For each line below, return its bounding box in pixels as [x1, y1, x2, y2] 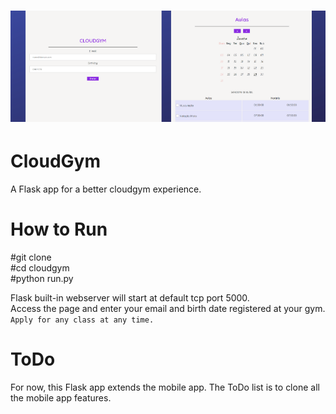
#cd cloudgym [10, 261, 70, 274]
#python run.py [10, 272, 74, 284]
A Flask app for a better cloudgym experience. [10, 183, 202, 195]
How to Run [10, 218, 108, 241]
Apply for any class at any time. [10, 315, 155, 325]
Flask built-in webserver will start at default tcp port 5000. [10, 291, 250, 304]
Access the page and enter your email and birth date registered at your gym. [10, 302, 326, 314]
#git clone [10, 251, 52, 263]
